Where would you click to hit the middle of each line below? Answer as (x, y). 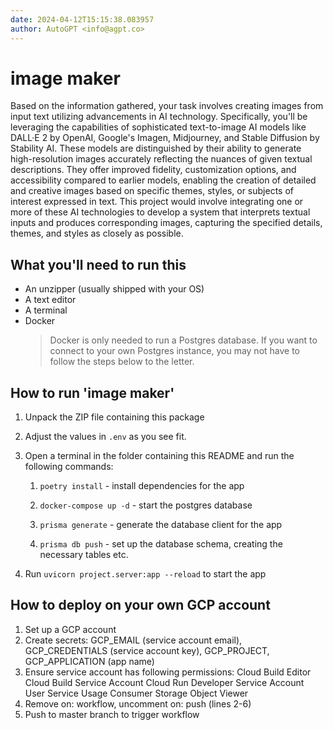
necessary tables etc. (84, 555)
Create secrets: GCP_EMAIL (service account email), (133, 640)
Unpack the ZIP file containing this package (114, 417)
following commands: (69, 467)
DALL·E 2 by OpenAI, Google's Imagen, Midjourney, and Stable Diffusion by (165, 138)
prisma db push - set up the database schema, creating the (161, 544)
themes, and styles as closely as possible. (97, 233)
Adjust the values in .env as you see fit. (105, 437)
